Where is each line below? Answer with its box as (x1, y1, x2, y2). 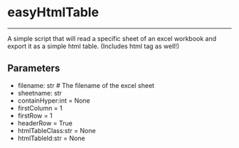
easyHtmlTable (7, 4, 100, 21)
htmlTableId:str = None (17, 134, 85, 142)
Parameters (7, 62, 60, 74)
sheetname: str (17, 89, 63, 97)
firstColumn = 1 (17, 103, 63, 112)
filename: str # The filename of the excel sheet (17, 81, 155, 89)
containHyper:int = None (17, 96, 90, 105)
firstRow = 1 (17, 111, 53, 120)
